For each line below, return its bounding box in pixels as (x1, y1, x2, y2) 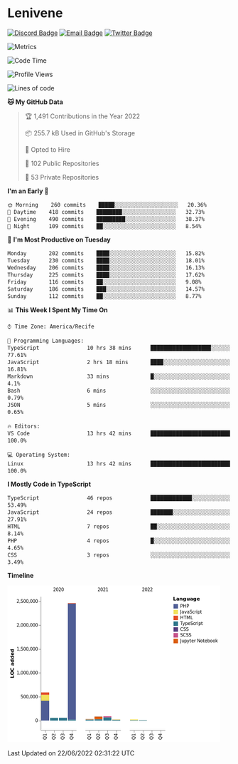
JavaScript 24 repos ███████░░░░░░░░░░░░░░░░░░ (7, 508, 231, 516)
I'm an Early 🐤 (7, 187, 49, 195)
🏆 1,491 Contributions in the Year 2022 (24, 112, 141, 120)
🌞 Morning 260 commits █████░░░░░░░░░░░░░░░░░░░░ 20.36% (7, 201, 207, 208)
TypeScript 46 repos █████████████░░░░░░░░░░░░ (7, 494, 231, 502)
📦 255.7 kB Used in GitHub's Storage (24, 128, 136, 137)
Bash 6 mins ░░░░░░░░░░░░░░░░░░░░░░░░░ (7, 387, 231, 394)
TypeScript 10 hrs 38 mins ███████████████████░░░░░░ (7, 344, 231, 351)
